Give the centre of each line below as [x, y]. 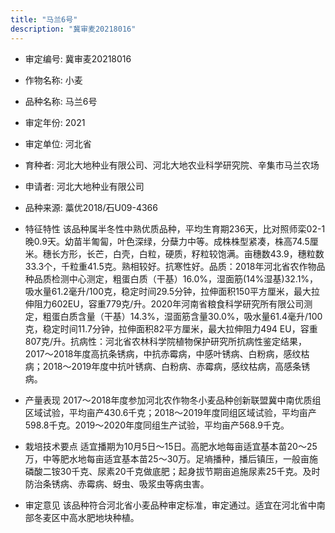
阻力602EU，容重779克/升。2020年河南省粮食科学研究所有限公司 [169, 303]
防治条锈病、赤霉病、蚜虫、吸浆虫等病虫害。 [117, 483]
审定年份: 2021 [55, 122]
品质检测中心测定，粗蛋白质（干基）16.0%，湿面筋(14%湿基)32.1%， [176, 278]
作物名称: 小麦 [53, 80]
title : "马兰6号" [44, 19]
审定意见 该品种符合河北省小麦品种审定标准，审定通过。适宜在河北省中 [170, 505]
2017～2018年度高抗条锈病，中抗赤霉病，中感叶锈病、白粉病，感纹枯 [167, 353]
